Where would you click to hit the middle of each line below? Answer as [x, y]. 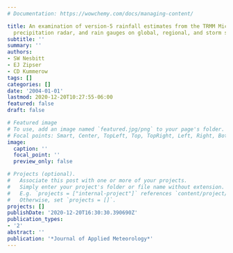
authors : [20, 52]
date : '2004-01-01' [35, 91]
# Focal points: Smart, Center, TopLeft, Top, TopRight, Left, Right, [111, 136]
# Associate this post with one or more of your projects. [97, 181]
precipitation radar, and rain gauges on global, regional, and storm [118, 33]
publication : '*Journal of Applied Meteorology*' [80, 238]
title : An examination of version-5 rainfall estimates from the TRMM [111, 26]
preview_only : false [43, 162]
